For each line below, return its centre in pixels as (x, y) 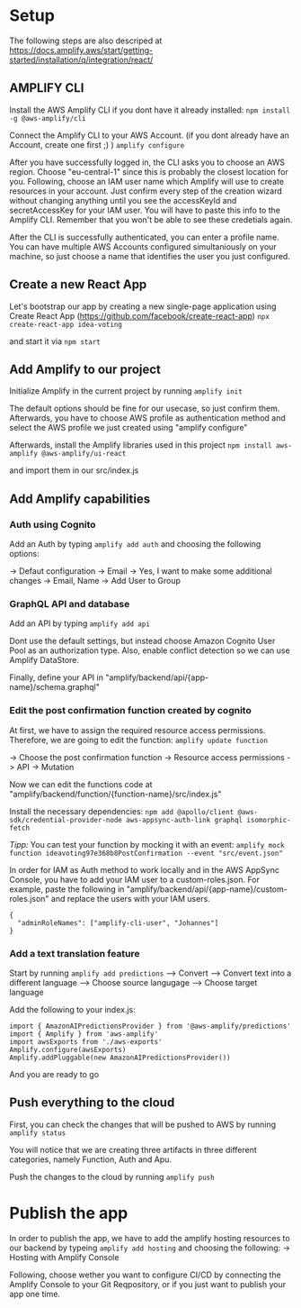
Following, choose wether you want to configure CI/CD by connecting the (145, 1275)
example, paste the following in (67, 889)
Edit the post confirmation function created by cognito (130, 711)
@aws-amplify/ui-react (84, 454)
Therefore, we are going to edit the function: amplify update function (138, 740)
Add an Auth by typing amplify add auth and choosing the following (135, 544)
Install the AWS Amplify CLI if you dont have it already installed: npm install (150, 110)
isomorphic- (269, 820)
